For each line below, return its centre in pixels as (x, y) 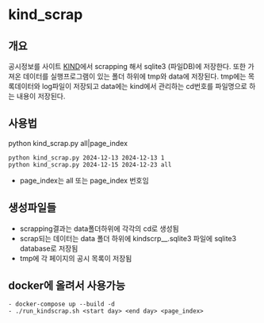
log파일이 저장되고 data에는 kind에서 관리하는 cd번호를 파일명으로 (145, 86)
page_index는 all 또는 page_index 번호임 (84, 180)
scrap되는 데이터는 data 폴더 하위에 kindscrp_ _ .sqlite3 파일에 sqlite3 (128, 238)
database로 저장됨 (49, 248)
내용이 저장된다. (41, 96)
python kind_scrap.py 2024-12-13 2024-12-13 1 (86, 158)
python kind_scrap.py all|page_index (68, 143)
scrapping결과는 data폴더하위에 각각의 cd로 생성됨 (99, 229)
